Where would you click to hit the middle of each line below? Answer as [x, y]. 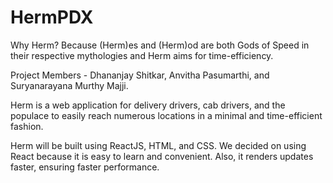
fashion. [27, 126]
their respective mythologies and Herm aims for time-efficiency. [142, 55]
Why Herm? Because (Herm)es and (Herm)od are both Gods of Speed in [160, 45]
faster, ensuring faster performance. [85, 167]
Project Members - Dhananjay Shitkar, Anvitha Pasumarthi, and [140, 75]
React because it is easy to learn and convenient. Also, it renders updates [162, 156]
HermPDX [52, 17]
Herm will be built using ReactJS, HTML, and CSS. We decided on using [158, 145]
